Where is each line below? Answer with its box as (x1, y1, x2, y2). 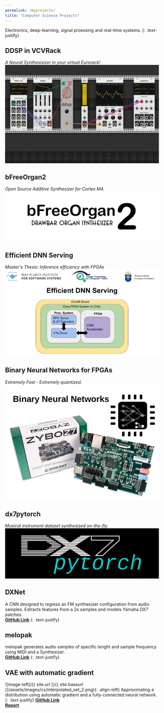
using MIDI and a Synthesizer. (5, 649, 65, 655)
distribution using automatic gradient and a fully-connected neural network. (5, 692, 157, 698)
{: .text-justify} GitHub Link (5, 697, 60, 703)
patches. (5, 612, 23, 617)
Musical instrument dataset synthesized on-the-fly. (5, 523, 109, 529)
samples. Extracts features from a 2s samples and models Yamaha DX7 (5, 606, 148, 612)
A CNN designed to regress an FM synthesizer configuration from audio (5, 601, 150, 607)
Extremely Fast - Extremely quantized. (5, 379, 82, 385)
